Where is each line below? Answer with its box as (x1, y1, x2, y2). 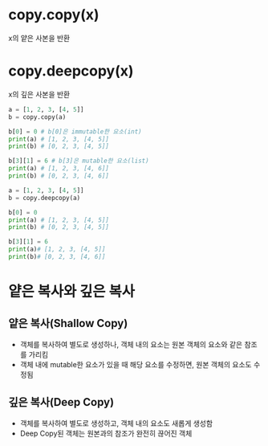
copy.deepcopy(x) (8, 62, 134, 80)
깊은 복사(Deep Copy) (8, 395, 115, 409)
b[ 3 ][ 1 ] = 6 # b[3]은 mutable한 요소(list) (8, 157, 150, 166)
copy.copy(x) (8, 6, 99, 24)
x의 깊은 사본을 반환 (8, 89, 71, 99)
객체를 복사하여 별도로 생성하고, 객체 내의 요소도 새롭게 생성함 (19, 418, 213, 428)
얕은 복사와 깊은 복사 (8, 283, 135, 301)
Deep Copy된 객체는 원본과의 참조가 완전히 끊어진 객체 (19, 428, 193, 438)
